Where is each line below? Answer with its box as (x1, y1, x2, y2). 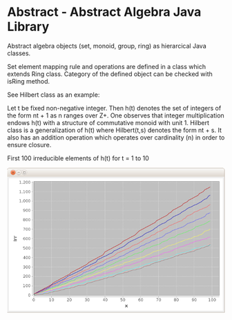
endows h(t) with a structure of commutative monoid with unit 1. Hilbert (7, 118, 209, 126)
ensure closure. (7, 140, 52, 149)
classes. (7, 49, 31, 57)
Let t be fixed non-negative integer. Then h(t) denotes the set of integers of (7, 104, 222, 112)
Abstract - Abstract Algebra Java (7, 4, 202, 20)
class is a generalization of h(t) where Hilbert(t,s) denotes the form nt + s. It (7, 126, 222, 134)
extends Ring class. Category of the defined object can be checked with (7, 70, 213, 78)
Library (7, 19, 50, 35)
